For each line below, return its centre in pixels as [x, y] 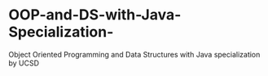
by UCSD [24, 63]
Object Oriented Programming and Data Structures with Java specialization [134, 54]
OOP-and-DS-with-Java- [95, 15]
